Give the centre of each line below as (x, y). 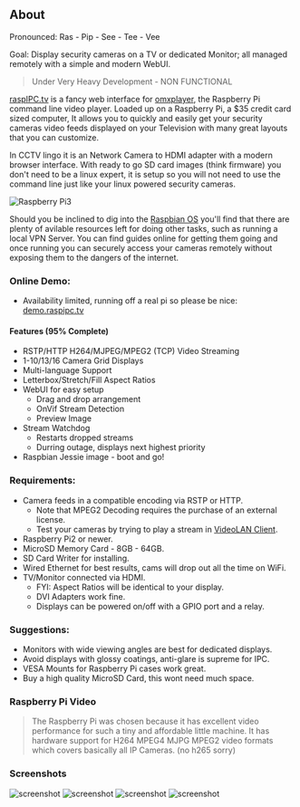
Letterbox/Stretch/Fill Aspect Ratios (89, 380)
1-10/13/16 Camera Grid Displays (83, 360)
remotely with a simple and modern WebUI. (90, 63)
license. (51, 519)
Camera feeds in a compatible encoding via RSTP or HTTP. (133, 500)
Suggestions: (39, 629)
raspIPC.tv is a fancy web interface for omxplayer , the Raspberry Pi (135, 99)
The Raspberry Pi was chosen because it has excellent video (145, 721)
